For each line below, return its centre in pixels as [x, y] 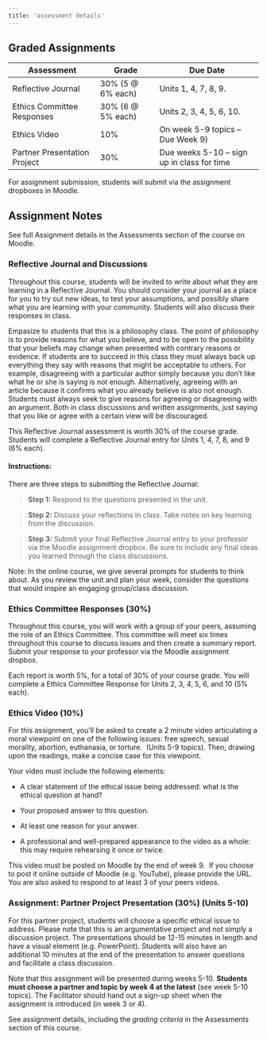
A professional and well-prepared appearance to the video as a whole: [135, 841]
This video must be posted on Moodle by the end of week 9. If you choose [131, 865]
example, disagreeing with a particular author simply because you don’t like [132, 373]
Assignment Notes [56, 216]
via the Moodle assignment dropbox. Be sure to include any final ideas [143, 547]
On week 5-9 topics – [200, 130]
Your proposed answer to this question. [84, 811]
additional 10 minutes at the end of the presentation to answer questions [126, 954]
